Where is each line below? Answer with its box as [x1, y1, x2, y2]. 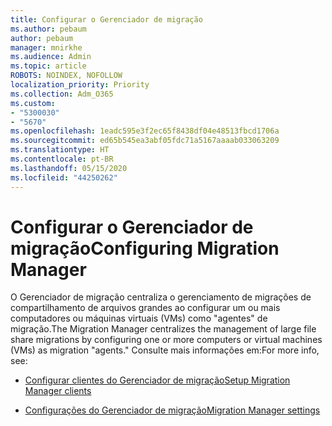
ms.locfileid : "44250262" [10, 172, 118, 183]
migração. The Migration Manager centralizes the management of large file [10, 323, 317, 335]
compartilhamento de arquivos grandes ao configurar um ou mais [10, 302, 281, 314]
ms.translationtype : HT [10, 145, 110, 155]
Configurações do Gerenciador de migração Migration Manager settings [24, 404, 321, 416]
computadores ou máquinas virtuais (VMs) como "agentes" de [10, 312, 268, 325]
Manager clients [24, 385, 92, 397]
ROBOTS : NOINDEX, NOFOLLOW [10, 71, 123, 81]
